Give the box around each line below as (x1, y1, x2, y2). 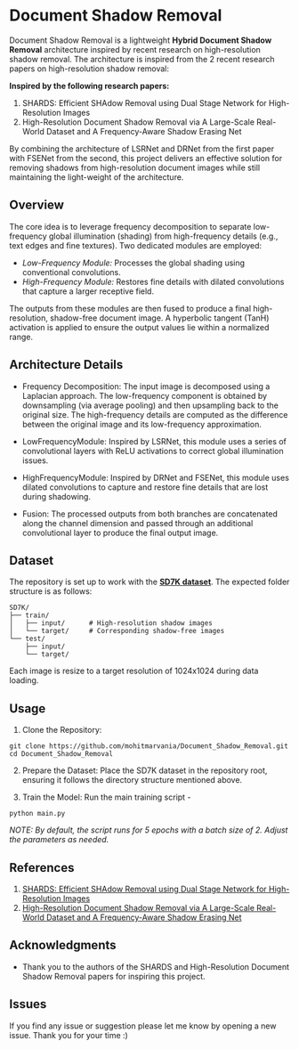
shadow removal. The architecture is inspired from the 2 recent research (9, 53, 275, 64)
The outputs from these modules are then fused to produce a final (9, 303, 252, 313)
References (9, 860, 75, 875)
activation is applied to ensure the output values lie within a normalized (9, 321, 270, 332)
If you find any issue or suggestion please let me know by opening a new (9, 1021, 277, 1031)
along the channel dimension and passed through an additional (21, 517, 254, 528)
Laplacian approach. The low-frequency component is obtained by (21, 390, 268, 401)
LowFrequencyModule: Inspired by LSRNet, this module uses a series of (21, 435, 287, 446)
